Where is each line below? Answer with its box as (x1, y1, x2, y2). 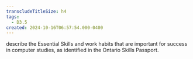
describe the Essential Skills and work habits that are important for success (6, 40, 188, 47)
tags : (6, 14, 19, 20)
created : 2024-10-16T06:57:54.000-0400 (6, 24, 104, 31)
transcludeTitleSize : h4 (6, 8, 67, 14)
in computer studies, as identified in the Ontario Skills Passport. (6, 47, 159, 54)
